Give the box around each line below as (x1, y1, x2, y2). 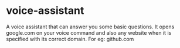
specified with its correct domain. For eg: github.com (6, 35, 134, 42)
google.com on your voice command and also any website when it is (6, 29, 172, 36)
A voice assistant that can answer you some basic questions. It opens (6, 23, 175, 30)
